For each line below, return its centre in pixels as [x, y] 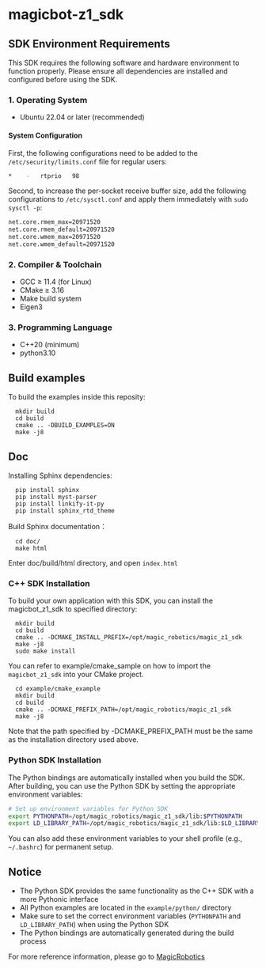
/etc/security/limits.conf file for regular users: [88, 161]
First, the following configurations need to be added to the [103, 153]
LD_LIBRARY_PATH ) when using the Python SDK [94, 925]
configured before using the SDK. [63, 79]
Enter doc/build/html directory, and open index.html [93, 563]
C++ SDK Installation [49, 584]
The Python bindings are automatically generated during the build [127, 933]
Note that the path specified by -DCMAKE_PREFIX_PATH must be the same [131, 731]
